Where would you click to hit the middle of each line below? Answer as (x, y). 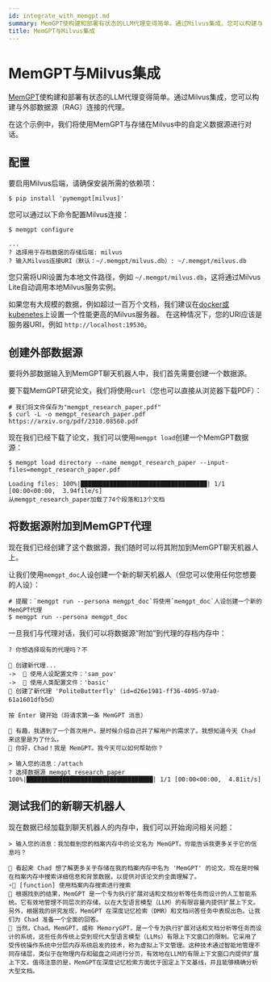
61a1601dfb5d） (33, 700)
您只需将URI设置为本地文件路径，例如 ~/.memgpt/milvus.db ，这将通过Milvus (135, 277)
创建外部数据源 (46, 352)
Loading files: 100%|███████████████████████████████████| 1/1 (117, 484)
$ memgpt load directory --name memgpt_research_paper (102, 462)
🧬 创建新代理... (33, 665)
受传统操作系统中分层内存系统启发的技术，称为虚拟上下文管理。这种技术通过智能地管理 (131, 945)
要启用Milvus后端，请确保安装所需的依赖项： (83, 183)
